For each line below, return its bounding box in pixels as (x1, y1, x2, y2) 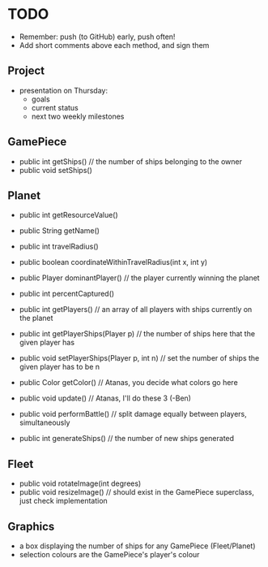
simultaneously (19, 418, 70, 427)
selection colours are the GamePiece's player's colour (19, 550, 200, 559)
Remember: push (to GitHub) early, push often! (19, 32, 176, 41)
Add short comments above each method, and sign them (19, 40, 210, 50)
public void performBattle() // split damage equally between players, (19, 409, 248, 419)
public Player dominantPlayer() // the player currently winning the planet (19, 273, 260, 283)
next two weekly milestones (31, 111, 125, 121)
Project (7, 64, 45, 78)
